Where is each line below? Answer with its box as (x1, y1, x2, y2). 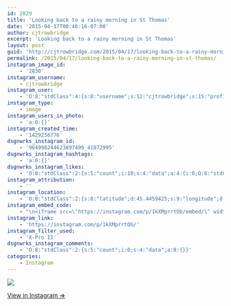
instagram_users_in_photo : (7, 112, 85, 119)
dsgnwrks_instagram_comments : (7, 240, 94, 248)
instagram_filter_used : (7, 228, 76, 234)
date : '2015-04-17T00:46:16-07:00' (7, 23, 109, 30)
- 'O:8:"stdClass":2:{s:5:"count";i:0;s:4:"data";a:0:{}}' (19, 247, 192, 254)
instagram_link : (7, 215, 54, 221)
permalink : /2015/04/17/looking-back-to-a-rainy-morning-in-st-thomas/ (7, 55, 217, 62)
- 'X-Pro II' (19, 234, 57, 241)
